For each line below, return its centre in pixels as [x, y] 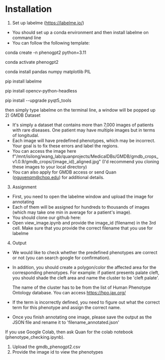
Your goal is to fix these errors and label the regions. [66, 146]
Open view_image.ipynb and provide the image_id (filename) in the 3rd [84, 223]
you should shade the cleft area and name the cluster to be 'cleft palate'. [85, 277]
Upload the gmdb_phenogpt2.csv [46, 347]
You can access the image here [44, 151]
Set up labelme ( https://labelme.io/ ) [48, 23]
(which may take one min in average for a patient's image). [72, 212]
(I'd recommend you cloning [130, 161]
